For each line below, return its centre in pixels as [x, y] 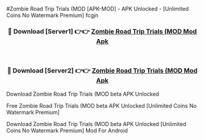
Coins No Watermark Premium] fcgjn [52, 15]
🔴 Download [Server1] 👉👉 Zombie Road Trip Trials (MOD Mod [102, 31]
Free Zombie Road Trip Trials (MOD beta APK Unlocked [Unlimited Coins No [101, 105]
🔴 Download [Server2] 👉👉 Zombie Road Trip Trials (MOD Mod [102, 71]
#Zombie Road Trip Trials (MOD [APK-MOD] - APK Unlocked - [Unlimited [97, 9]
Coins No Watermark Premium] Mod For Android [67, 130]
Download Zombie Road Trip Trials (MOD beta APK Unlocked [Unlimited [97, 124]
